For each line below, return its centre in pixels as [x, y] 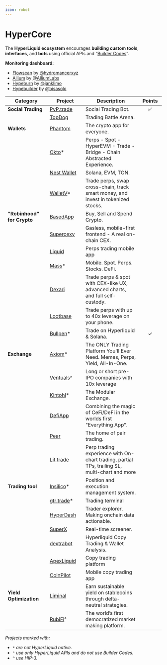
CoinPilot [60, 575]
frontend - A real [105, 234]
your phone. [99, 322]
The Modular [100, 392]
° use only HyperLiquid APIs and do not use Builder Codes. [73, 653]
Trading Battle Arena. [110, 117]
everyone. [97, 131]
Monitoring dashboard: [30, 63]
